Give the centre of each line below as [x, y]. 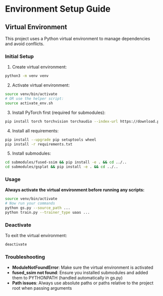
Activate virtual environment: [41, 85]
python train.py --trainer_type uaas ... [48, 213]
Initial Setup [19, 56]
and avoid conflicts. [25, 44]
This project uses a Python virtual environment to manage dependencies [78, 38]
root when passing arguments [42, 288]
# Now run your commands [30, 203]
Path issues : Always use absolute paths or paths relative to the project [83, 283]
